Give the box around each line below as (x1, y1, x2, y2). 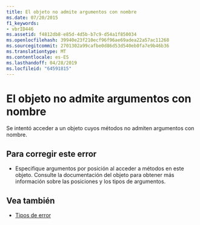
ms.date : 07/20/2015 (6, 15, 59, 21)
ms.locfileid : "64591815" (6, 65, 72, 72)
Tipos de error (15, 211, 52, 219)
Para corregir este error (6, 148, 97, 159)
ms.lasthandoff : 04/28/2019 (6, 60, 78, 66)
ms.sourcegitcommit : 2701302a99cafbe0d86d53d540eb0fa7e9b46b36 (6, 43, 170, 49)
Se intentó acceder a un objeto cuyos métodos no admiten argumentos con (6, 125, 195, 132)
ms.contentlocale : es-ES (6, 54, 69, 60)
